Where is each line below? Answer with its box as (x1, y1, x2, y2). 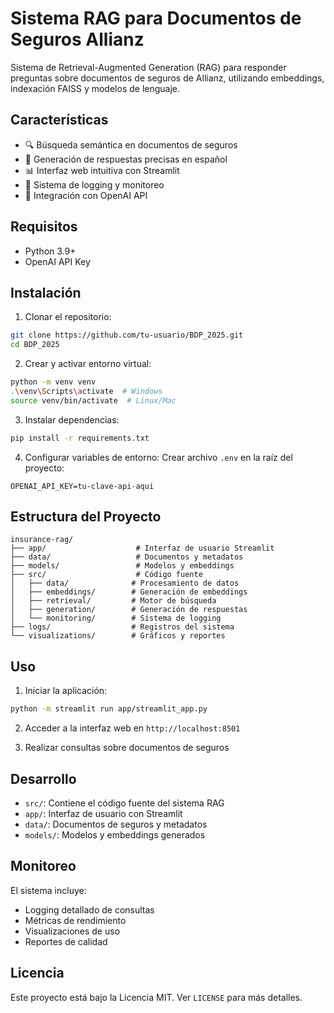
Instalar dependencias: (24, 413, 120, 426)
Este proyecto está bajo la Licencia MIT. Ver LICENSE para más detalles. (10, 991, 303, 1003)
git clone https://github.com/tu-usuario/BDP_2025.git (10, 330, 244, 341)
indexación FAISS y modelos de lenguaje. (10, 82, 181, 94)
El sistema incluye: (10, 884, 87, 896)
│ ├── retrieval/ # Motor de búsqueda (10, 596, 217, 606)
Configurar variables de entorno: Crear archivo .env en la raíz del (24, 451, 293, 463)
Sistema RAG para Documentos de (10, 7, 302, 30)
